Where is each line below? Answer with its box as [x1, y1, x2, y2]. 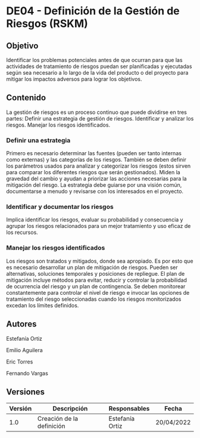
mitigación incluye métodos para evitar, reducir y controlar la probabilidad [6, 276, 187, 283]
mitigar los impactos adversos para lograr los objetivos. [6, 76, 142, 82]
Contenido [6, 92, 46, 103]
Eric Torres [6, 358, 33, 365]
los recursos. [6, 229, 39, 236]
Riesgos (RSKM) [6, 17, 88, 30]
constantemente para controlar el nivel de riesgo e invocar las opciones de [6, 289, 190, 296]
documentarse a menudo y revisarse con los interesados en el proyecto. [6, 188, 183, 195]
